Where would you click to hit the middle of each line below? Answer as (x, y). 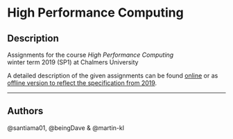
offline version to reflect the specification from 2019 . (82, 83)
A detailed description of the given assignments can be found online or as (113, 75)
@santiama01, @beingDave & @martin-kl (66, 128)
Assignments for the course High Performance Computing (90, 55)
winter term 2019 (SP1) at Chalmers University (73, 62)
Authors (25, 111)
